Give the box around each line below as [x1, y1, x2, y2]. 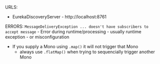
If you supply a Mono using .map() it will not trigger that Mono [12, 44, 138, 49]
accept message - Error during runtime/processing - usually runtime [5, 29, 142, 34]
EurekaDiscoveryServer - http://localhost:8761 [12, 14, 107, 19]
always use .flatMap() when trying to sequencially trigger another [19, 49, 155, 55]
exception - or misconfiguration [5, 34, 70, 40]
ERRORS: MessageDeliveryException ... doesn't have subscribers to [5, 23, 149, 29]
